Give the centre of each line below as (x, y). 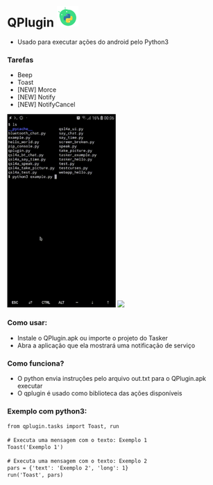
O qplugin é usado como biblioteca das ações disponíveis (100, 393)
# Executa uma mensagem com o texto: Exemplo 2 (77, 461)
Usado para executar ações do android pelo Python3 (93, 42)
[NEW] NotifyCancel (46, 105)
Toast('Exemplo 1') (35, 447)
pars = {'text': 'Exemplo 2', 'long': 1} (68, 468)
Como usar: (27, 323)
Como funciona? (36, 363)
